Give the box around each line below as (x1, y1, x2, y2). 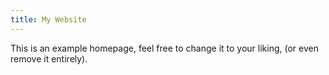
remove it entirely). (10, 52, 88, 65)
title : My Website (10, 14, 87, 25)
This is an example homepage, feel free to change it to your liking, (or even (10, 42, 319, 54)
